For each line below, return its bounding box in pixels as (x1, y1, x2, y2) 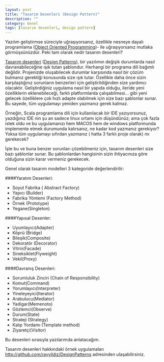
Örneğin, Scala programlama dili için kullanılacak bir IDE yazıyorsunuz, (5, 110, 147, 116)
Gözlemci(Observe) (12, 306, 52, 312)
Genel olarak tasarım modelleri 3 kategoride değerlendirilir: (5, 166, 124, 172)
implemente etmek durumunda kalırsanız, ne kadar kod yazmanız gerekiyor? (5, 126, 160, 132)
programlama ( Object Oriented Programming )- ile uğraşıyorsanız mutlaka (5, 44, 153, 50)
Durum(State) (12, 311, 40, 317)
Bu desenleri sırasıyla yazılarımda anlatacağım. (5, 337, 100, 343)
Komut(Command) (12, 280, 50, 286)
